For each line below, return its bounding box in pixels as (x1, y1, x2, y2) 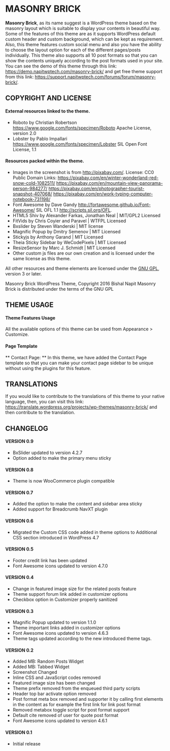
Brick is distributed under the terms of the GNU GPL (5, 286, 114, 292)
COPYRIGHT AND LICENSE (5, 94, 92, 103)
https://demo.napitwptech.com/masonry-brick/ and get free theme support (5, 68, 162, 74)
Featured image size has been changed (12, 680, 95, 686)
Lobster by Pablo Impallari (12, 135, 67, 142)
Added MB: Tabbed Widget (12, 664, 70, 670)
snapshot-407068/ (12, 191, 52, 197)
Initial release (12, 740, 41, 746)
